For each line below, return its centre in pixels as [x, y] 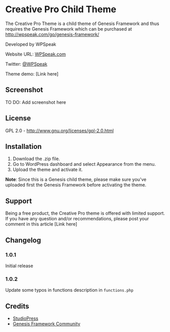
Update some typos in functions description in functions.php [69, 290]
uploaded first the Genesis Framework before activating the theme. [76, 185]
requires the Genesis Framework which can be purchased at [69, 29]
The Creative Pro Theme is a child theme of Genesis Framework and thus [82, 23]
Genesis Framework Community [46, 324]
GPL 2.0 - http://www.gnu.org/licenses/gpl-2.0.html [59, 131]
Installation [23, 146]
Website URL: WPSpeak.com [36, 54]
